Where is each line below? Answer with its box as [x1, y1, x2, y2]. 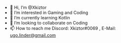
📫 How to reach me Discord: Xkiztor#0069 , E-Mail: [9, 26, 116, 31]
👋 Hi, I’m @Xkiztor [9, 5, 47, 10]
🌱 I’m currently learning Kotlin [9, 15, 70, 20]
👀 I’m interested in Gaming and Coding [9, 10, 88, 15]
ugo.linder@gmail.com [9, 32, 56, 38]
